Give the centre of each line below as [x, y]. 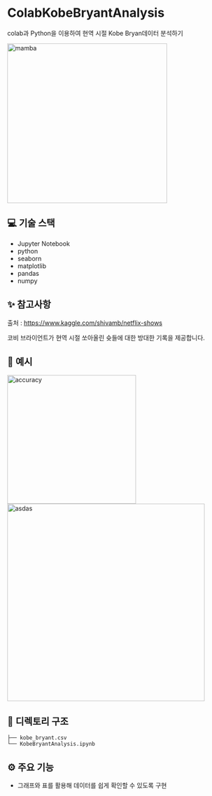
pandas [28, 273]
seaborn [29, 258]
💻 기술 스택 [31, 223]
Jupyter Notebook [43, 244]
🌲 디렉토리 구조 [38, 721]
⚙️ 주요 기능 [31, 767]
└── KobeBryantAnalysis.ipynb [51, 744]
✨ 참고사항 [29, 305]
